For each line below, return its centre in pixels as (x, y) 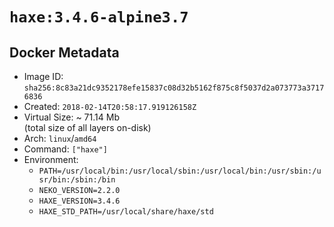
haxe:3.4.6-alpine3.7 (99, 17)
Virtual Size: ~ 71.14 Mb (71, 117)
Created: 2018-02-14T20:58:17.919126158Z (110, 106)
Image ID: (43, 76)
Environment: (51, 159)
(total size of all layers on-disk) (87, 127)
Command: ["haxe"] (65, 149)
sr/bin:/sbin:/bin (77, 180)
